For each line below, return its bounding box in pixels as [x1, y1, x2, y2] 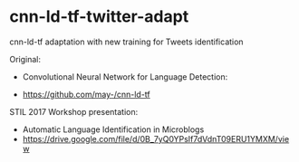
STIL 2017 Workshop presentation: [9, 106, 139, 117]
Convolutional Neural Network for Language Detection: [22, 71, 228, 82]
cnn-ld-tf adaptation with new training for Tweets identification [9, 36, 244, 47]
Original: [9, 53, 42, 64]
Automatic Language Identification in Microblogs [22, 124, 205, 135]
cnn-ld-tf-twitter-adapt [9, 6, 189, 27]
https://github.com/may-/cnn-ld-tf [22, 89, 151, 100]
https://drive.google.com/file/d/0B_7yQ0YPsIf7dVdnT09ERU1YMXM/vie [22, 133, 290, 144]
